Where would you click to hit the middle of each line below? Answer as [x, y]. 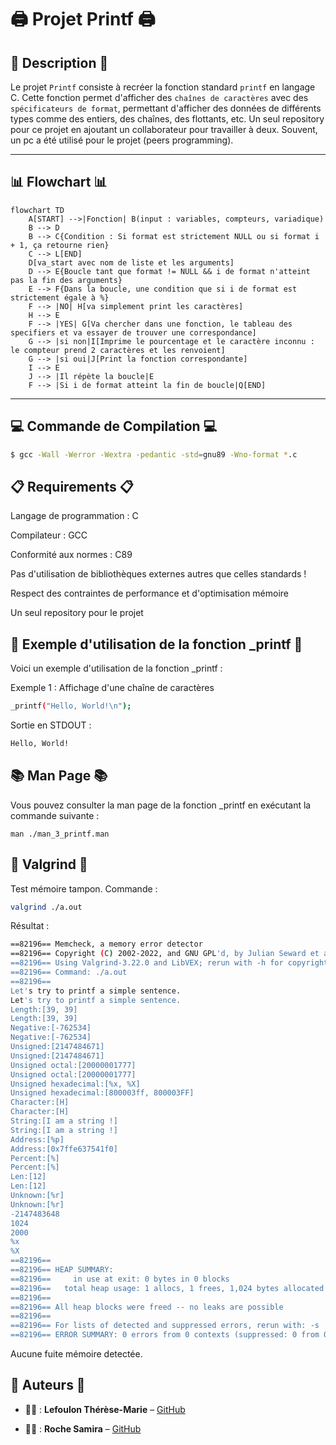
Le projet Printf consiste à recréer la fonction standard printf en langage [163, 87]
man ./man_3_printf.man [60, 834]
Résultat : [30, 926]
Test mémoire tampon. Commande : [84, 888]
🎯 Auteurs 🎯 [48, 1385]
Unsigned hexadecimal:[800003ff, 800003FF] [102, 1093]
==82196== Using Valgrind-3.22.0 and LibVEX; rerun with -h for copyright [169, 963]
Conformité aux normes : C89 [71, 555]
